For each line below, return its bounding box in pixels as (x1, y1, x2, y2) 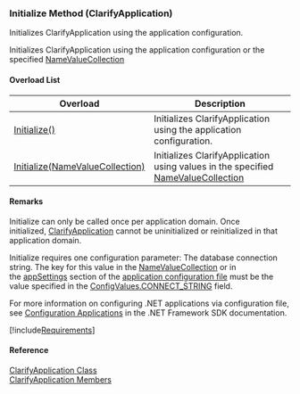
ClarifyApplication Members (9, 373, 112, 385)
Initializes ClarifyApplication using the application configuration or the (9, 45, 265, 55)
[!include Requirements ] (9, 324, 96, 335)
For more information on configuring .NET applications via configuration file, (9, 298, 290, 308)
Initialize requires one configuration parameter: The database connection (9, 252, 279, 263)
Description (195, 97, 246, 110)
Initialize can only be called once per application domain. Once (9, 216, 240, 226)
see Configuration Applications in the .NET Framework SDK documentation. (9, 307, 287, 318)
